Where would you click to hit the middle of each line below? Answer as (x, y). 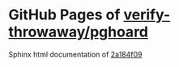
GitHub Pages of (64, 15)
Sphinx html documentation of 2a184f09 (76, 54)
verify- (147, 15)
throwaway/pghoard (78, 32)
